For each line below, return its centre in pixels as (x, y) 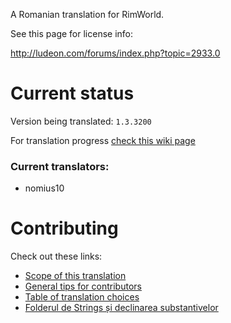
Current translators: (60, 166)
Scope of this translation (75, 276)
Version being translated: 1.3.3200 (81, 121)
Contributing (64, 228)
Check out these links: (56, 256)
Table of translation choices (82, 297)
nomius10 (44, 188)
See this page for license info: (72, 33)
